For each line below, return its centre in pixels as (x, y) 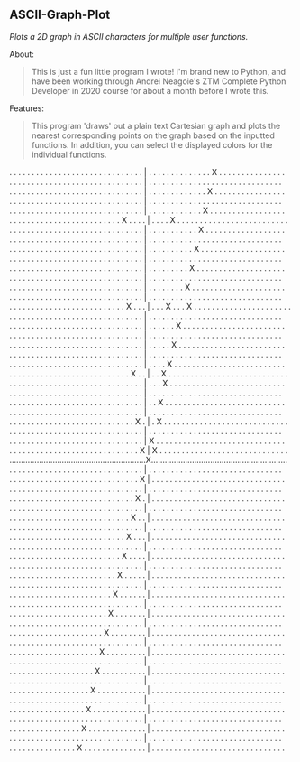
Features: (27, 108)
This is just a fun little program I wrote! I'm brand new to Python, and (159, 71)
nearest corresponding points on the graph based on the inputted (153, 135)
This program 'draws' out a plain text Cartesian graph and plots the (156, 125)
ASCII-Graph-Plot (60, 15)
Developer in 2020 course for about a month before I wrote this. (150, 90)
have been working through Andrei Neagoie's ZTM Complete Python (159, 81)
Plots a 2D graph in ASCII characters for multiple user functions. (129, 36)
